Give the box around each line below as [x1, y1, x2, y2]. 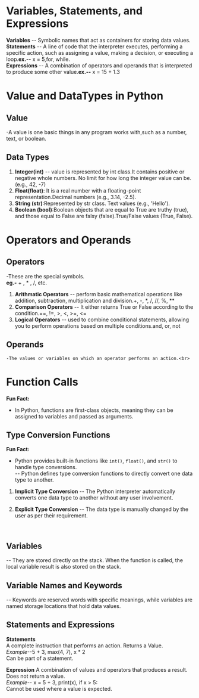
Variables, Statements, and [6, 4, 143, 18]
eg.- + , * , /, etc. [6, 279, 48, 286]
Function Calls [6, 375, 78, 389]
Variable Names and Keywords [6, 580, 123, 591]
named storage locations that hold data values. [6, 602, 121, 609]
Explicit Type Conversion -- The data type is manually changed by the [14, 505, 189, 513]
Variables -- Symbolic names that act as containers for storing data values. [6, 36, 191, 44]
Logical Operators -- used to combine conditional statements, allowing [14, 316, 189, 323]
